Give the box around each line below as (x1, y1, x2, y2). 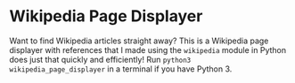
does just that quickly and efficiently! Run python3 (9, 54, 192, 64)
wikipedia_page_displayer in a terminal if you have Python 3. (9, 64, 233, 74)
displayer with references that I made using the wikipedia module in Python (9, 44, 287, 55)
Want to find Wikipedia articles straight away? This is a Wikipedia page (9, 35, 269, 46)
